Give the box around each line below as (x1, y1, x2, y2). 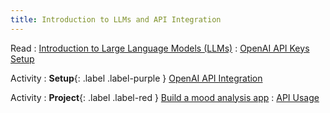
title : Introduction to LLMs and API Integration (10, 14, 222, 25)
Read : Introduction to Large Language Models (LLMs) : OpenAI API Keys (10, 42, 310, 54)
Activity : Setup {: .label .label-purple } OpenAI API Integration (10, 72, 263, 84)
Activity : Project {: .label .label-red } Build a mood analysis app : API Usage (10, 91, 320, 103)
